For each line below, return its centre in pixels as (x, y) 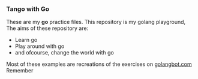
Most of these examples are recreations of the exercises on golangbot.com (99, 64)
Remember (20, 71)
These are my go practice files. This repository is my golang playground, (96, 22)
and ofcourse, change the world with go (64, 53)
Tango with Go (28, 9)
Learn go (26, 40)
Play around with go (40, 46)
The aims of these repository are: (47, 28)
